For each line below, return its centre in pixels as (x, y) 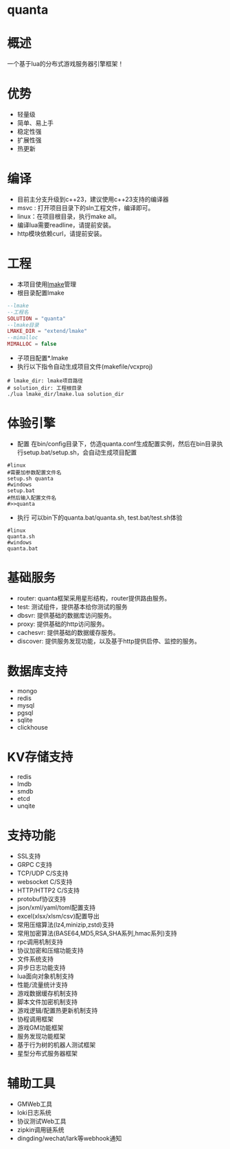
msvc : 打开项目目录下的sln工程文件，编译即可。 (85, 208)
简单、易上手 (35, 123)
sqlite (25, 720)
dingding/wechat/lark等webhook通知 (69, 1138)
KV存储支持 (40, 757)
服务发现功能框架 (41, 1036)
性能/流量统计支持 (42, 984)
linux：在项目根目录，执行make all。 (69, 216)
